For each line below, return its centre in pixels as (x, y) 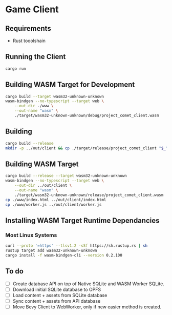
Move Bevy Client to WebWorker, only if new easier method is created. (87, 307)
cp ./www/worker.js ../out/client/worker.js (53, 204)
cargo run (16, 68)
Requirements (28, 28)
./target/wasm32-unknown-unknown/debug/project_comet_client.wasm (87, 115)
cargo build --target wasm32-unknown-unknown (55, 96)
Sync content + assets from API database (57, 301)
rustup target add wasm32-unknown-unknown (51, 250)
